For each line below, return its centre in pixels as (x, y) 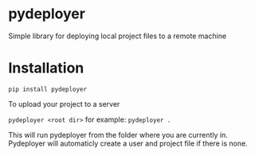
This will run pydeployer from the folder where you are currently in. (118, 135)
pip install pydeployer (48, 89)
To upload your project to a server (64, 103)
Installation (46, 68)
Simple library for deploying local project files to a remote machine (118, 36)
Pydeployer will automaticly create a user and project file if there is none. (128, 143)
